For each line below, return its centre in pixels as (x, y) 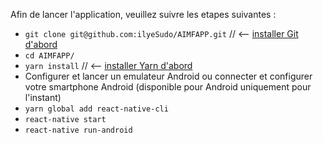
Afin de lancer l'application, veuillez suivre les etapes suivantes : (143, 14)
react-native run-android (78, 130)
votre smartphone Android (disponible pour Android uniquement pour (168, 87)
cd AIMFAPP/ (49, 56)
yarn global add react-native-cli (96, 109)
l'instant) (43, 97)
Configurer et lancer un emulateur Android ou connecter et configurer (168, 76)
